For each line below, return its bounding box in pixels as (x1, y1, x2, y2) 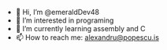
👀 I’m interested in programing (15, 16, 114, 25)
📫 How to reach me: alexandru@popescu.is (15, 33, 160, 42)
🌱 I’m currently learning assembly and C (15, 24, 146, 33)
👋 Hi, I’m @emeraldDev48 (15, 8, 100, 16)
